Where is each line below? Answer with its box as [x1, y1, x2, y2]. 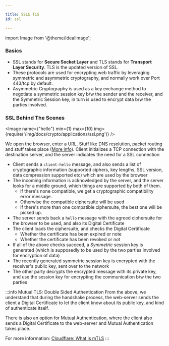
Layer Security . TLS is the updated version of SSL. [12, 64, 119, 70]
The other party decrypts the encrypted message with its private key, [12, 268, 157, 275]
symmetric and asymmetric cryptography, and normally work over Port [12, 75, 160, 81]
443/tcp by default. [12, 80, 53, 86]
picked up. [20, 210, 42, 216]
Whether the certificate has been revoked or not [20, 237, 121, 243]
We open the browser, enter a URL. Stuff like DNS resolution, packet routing [5, 141, 162, 147]
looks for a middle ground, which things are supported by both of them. [12, 183, 161, 189]
